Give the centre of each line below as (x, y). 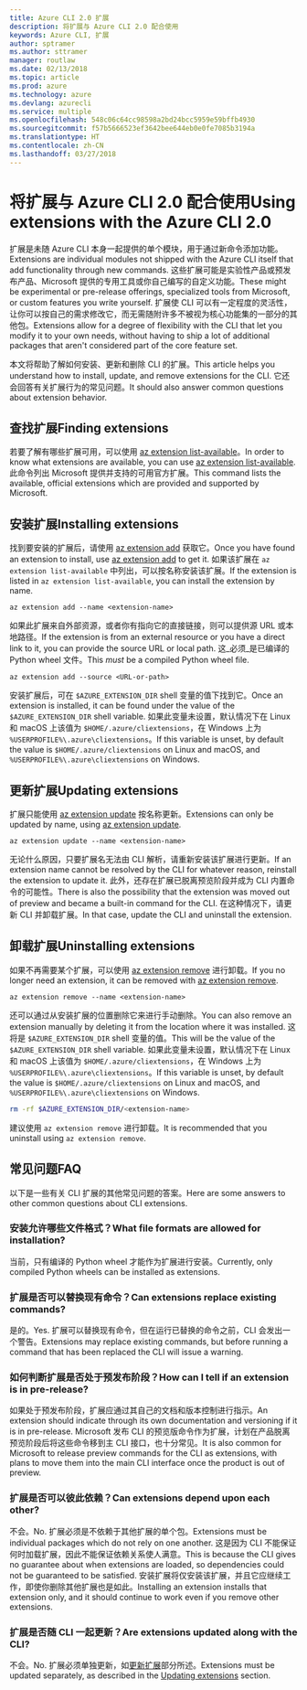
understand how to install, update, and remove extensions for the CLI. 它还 (150, 375)
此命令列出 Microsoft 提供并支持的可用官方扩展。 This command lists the (145, 473)
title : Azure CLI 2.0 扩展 (59, 18)
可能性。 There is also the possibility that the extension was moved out (158, 892)
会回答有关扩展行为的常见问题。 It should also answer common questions (147, 387)
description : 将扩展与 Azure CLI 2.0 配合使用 (94, 27)
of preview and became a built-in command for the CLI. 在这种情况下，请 (147, 903)
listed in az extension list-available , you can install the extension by (142, 581)
